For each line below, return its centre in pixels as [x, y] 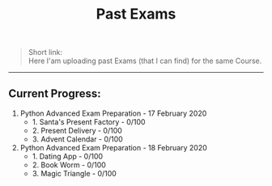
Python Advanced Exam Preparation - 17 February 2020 [113, 113]
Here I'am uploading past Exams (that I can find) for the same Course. [145, 61]
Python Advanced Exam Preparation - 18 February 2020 [114, 147]
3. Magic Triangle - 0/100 [74, 173]
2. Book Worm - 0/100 [69, 165]
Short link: [45, 52]
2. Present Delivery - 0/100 [77, 130]
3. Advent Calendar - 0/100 [77, 139]
